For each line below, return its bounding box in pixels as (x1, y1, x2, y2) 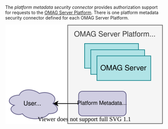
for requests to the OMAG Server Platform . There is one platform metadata (5, 9, 159, 15)
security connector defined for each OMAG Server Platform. (5, 15, 129, 20)
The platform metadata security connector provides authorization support (5, 4, 158, 10)
